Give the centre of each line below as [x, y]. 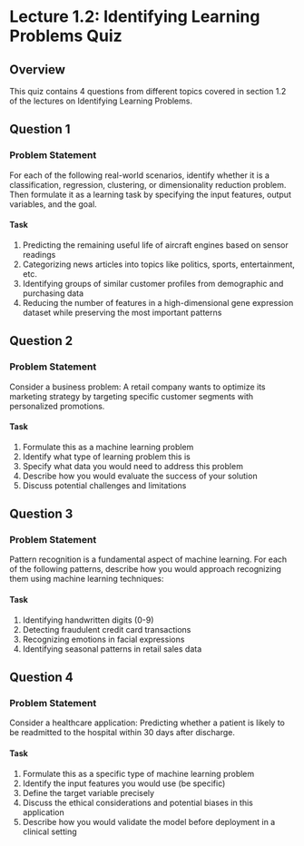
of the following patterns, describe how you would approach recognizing [145, 569]
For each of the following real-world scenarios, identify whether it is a [140, 175]
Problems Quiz [66, 36]
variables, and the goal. [53, 204]
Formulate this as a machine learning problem [108, 447]
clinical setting [49, 831]
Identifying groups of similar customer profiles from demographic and [153, 283]
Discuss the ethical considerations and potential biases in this [138, 802]
